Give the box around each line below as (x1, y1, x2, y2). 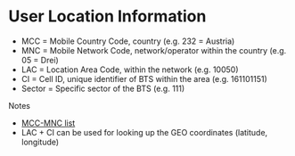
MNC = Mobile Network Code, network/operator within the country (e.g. (20, 45, 287, 55)
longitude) (20, 136, 60, 147)
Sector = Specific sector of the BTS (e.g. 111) (20, 83, 185, 94)
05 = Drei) (20, 54, 59, 65)
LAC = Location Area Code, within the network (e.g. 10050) (20, 64, 239, 75)
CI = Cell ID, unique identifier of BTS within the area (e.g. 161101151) (20, 73, 268, 84)
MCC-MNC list (20, 118, 76, 128)
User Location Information (8, 6, 207, 27)
